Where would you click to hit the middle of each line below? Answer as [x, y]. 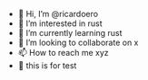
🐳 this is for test [47, 66]
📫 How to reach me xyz [63, 53]
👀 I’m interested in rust [60, 23]
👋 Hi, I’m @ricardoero [58, 14]
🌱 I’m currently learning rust [70, 33]
